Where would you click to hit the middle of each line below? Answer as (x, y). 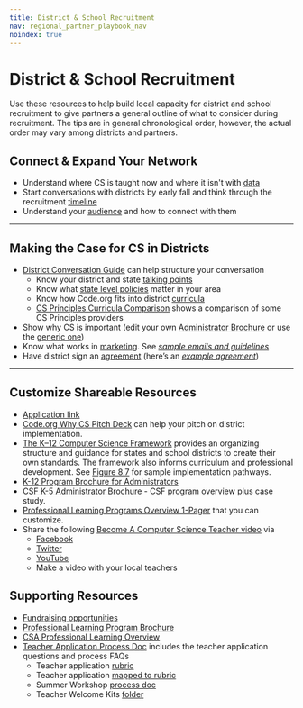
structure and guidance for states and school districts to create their (149, 452)
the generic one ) (53, 336)
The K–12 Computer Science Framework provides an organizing (141, 443)
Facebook (55, 539)
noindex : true (36, 34)
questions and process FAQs (75, 656)
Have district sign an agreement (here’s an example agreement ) (141, 356)
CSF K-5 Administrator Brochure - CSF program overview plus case (147, 491)
